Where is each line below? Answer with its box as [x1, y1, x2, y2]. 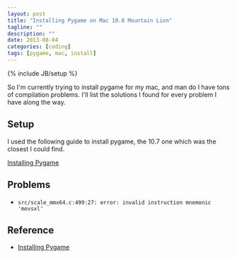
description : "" [7, 30, 55, 37]
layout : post [7, 10, 46, 18]
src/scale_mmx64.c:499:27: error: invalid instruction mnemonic [17, 199, 212, 206]
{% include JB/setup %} [7, 69, 78, 78]
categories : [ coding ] [7, 43, 71, 50]
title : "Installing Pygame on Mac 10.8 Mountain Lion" [7, 17, 173, 24]
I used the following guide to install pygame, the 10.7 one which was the [7, 137, 217, 146]
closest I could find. [7, 144, 65, 153]
